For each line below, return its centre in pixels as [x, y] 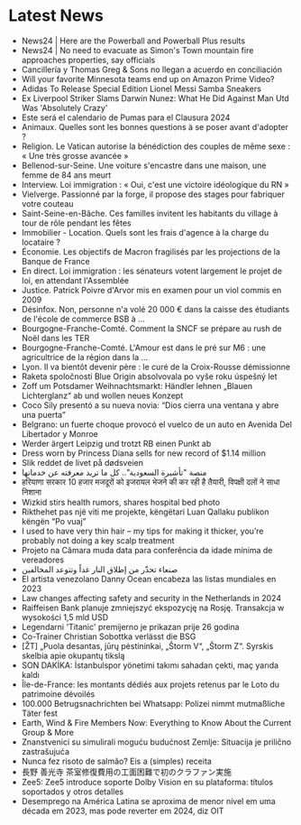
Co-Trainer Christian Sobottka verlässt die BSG [109, 636]
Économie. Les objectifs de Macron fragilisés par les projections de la [151, 251]
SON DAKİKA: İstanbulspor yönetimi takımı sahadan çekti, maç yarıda [150, 665]
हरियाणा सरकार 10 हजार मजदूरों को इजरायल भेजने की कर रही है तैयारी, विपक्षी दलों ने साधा [150, 482]
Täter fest [39, 713]
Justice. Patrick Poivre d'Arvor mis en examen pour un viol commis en [151, 290]
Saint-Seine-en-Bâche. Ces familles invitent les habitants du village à [150, 213]
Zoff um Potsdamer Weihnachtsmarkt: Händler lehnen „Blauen [137, 385]
